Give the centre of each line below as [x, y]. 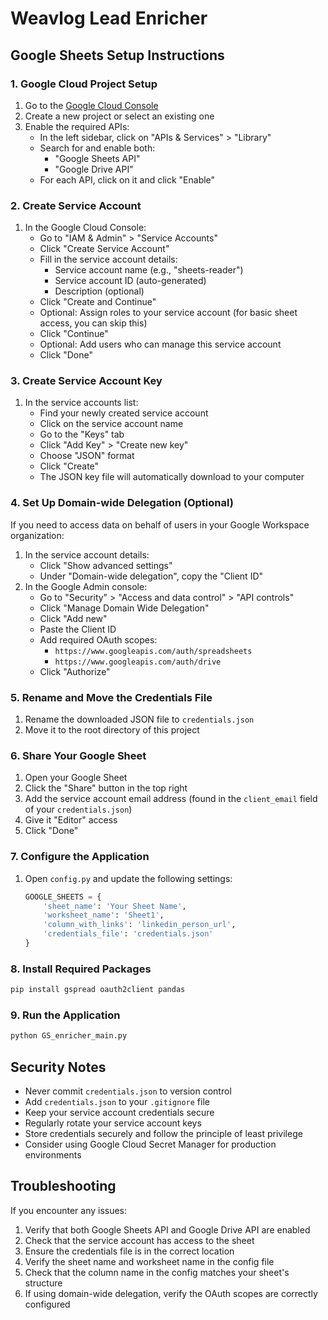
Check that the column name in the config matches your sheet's [157, 1272]
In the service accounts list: [81, 403]
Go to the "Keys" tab [82, 434]
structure [43, 1283]
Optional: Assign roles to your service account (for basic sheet [168, 313]
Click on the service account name [111, 424]
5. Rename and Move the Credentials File [111, 697]
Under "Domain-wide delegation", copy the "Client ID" [151, 576]
